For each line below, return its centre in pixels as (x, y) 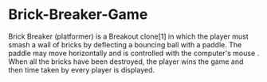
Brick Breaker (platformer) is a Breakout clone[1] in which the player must (128, 36)
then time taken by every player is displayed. (82, 69)
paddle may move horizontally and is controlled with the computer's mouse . (134, 53)
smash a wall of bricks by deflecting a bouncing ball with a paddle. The (125, 44)
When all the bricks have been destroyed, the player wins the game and (126, 61)
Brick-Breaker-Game (78, 15)
